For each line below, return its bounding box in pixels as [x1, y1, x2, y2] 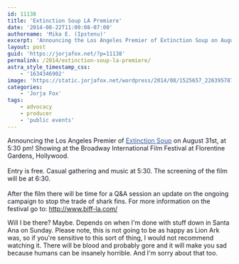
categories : [7, 83, 43, 91]
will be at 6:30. [7, 174, 51, 183]
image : [7, 76, 27, 84]
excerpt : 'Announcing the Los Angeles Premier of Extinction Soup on [7, 37, 218, 44]
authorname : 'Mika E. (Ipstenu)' [7, 30, 107, 38]
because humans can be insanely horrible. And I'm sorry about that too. [7, 248, 218, 257]
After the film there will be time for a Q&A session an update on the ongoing [7, 189, 229, 198]
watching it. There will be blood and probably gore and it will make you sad [7, 240, 228, 250]
